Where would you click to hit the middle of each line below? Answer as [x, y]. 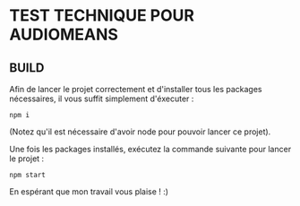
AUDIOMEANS [64, 34]
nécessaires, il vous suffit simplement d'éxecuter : [102, 99]
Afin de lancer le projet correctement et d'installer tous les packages [136, 89]
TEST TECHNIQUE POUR [102, 16]
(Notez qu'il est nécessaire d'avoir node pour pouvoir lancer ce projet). [140, 132]
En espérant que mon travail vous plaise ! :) [89, 192]
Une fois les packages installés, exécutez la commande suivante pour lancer [150, 149]
